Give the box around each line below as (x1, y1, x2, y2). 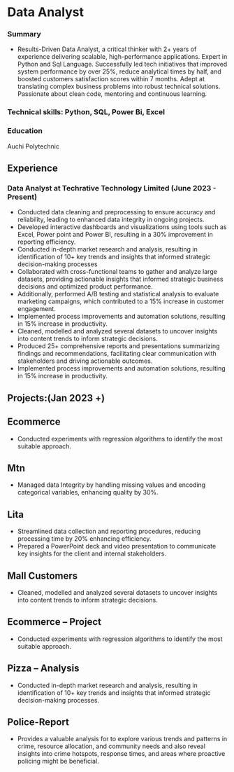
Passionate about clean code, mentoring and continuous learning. (17, 90, 207, 98)
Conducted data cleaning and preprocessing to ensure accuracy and (17, 208, 216, 216)
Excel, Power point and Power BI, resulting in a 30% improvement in (17, 230, 213, 239)
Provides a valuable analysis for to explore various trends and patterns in (17, 735, 228, 743)
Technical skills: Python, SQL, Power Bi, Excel (7, 107, 166, 117)
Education (7, 126, 43, 136)
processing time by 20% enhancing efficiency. (17, 535, 152, 543)
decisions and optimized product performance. (17, 282, 153, 291)
